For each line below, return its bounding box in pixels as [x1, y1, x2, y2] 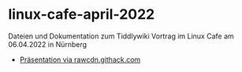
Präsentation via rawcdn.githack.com [19, 55, 141, 64]
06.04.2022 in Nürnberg [8, 39, 87, 49]
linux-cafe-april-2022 [8, 5, 155, 23]
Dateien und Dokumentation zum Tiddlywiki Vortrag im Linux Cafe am [8, 31, 234, 41]
